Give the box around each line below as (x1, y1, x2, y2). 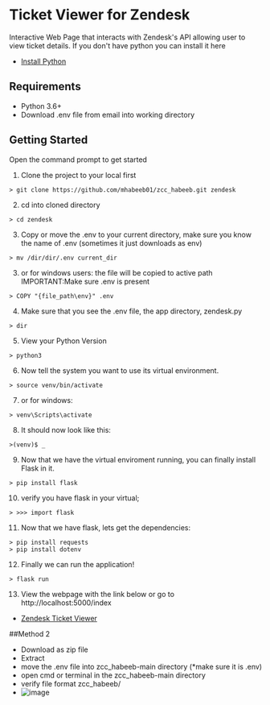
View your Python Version (20, 336, 107, 346)
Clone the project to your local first (20, 170, 137, 180)
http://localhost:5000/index (20, 598, 112, 608)
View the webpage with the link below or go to (20, 589, 175, 599)
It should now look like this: (20, 425, 112, 434)
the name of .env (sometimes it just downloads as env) (20, 238, 202, 247)
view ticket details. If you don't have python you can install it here (9, 40, 226, 50)
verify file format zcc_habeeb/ (20, 678, 121, 688)
